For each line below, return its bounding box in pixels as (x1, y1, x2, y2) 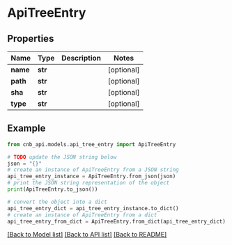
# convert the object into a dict (7, 198, 108, 205)
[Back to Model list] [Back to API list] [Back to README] (7, 230, 167, 239)
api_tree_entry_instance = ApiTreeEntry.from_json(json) (7, 173, 176, 180)
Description (61, 54, 101, 63)
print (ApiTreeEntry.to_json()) (7, 186, 98, 193)
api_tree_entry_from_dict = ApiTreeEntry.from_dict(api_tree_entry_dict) (7, 218, 226, 225)
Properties (7, 33, 54, 45)
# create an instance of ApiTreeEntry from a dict (7, 211, 157, 219)
